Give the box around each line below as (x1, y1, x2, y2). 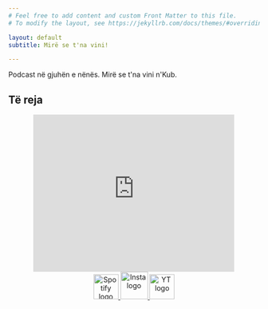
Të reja (8, 93, 43, 106)
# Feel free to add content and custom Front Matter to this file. (8, 11, 238, 20)
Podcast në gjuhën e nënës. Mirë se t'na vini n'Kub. (8, 69, 177, 80)
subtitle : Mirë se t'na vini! (8, 41, 109, 49)
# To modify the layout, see (8, 19, 105, 27)
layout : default (8, 34, 62, 42)
